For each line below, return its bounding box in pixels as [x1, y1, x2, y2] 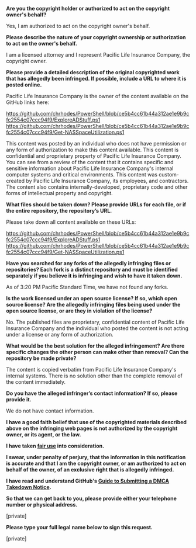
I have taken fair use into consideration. [6, 442, 104, 449]
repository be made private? [6, 355, 77, 362]
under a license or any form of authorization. [6, 331, 114, 338]
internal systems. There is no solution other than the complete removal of [6, 372, 183, 379]
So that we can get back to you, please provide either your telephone [6, 495, 177, 502]
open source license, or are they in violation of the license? [6, 307, 153, 314]
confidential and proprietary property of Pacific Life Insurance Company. [6, 152, 181, 159]
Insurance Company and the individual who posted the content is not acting [6, 325, 189, 332]
